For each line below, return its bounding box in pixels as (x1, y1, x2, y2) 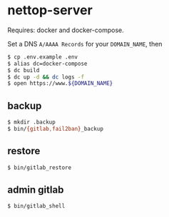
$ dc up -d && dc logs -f (7, 74, 84, 81)
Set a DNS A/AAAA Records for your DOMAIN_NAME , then (7, 39, 163, 48)
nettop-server (7, 2, 93, 19)
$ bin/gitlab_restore (7, 163, 72, 171)
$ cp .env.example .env (7, 53, 78, 61)
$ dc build (7, 66, 40, 74)
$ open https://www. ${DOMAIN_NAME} (7, 80, 113, 87)
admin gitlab (7, 183, 64, 196)
